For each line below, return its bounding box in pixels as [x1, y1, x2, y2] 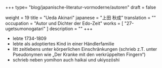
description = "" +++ [49, 26, 93, 32]
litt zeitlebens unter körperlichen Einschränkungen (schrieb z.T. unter [12, 46, 157, 52]
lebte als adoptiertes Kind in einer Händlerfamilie [12, 41, 115, 47]
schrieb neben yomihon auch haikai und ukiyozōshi [12, 57, 120, 62]
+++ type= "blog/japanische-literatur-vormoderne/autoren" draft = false [5, 5, 156, 10]
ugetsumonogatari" [5, 26, 46, 32]
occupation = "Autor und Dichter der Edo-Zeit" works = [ [5, 20, 124, 26]
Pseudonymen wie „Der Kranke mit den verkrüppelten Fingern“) [12, 51, 146, 57]
